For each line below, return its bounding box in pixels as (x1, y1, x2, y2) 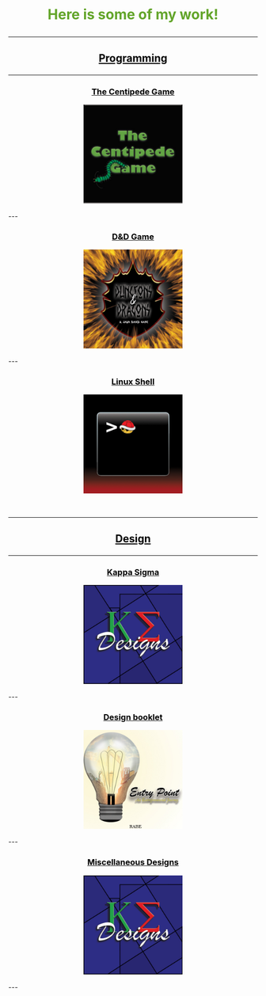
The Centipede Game (91, 86, 175, 97)
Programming (98, 51, 168, 65)
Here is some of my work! (47, 6, 219, 24)
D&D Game (112, 231, 154, 242)
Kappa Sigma (106, 566, 160, 577)
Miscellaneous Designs (86, 857, 180, 868)
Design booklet (103, 712, 163, 723)
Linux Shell (111, 376, 155, 387)
